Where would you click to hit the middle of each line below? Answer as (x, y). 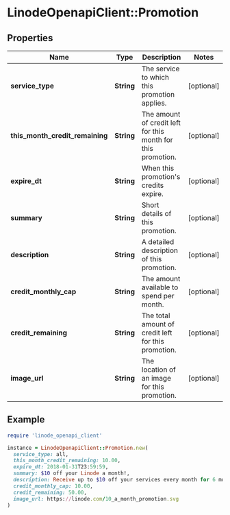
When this (158, 168)
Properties (30, 38)
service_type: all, (41, 454)
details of (156, 214)
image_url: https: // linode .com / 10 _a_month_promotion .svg (96, 499)
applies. (154, 103)
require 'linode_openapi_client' (55, 435)
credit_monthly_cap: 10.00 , (53, 486)
